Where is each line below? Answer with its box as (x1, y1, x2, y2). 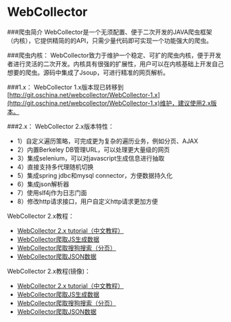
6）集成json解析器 (16, 180, 69, 188)
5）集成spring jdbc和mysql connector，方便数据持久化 (16, 171, 173, 179)
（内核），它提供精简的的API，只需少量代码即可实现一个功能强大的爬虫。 (7, 36, 213, 45)
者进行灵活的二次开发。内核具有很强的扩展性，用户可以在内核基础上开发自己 (7, 59, 224, 68)
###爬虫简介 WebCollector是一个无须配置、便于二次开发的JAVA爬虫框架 (7, 28, 212, 36)
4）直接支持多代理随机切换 (16, 163, 94, 171)
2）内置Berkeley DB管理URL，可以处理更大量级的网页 (16, 145, 170, 154)
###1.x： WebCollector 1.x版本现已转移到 (7, 83, 124, 91)
